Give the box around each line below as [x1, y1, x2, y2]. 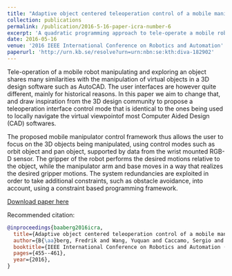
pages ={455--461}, [13, 250, 67, 257]
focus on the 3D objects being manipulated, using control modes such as [7, 140, 215, 148]
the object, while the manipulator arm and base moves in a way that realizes [7, 162, 223, 170]
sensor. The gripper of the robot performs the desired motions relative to [13, 154, 220, 163]
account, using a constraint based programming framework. [7, 184, 178, 192]
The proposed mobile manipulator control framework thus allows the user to [7, 132, 224, 140]
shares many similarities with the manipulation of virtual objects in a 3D [7, 75, 209, 83]
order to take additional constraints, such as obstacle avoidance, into [7, 176, 204, 185]
